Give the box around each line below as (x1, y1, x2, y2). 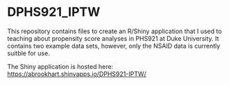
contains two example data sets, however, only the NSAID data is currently (7, 41, 221, 50)
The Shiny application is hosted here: (7, 62, 113, 70)
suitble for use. (7, 49, 50, 57)
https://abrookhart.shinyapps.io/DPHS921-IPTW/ (7, 70, 147, 78)
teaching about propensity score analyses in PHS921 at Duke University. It (7, 34, 219, 42)
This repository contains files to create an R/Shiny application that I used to (7, 27, 222, 35)
